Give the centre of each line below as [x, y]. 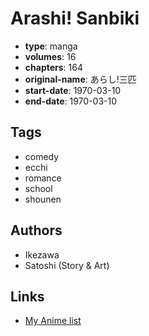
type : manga [51, 46]
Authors [36, 230]
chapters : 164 [53, 67]
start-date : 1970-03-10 [73, 90]
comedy [42, 156]
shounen [43, 199]
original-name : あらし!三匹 [80, 79]
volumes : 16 [50, 56]
